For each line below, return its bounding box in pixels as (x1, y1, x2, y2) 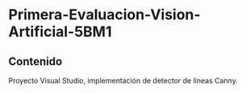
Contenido (8, 55, 63, 68)
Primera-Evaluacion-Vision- (8, 6, 201, 24)
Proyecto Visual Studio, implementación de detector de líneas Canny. (8, 76, 238, 85)
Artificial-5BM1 (8, 22, 112, 41)
